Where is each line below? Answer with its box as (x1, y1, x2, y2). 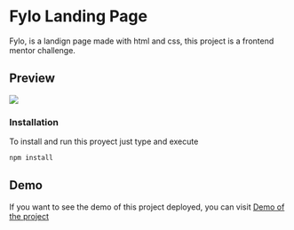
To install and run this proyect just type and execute (9, 136, 199, 147)
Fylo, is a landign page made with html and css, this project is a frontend (9, 36, 274, 46)
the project (9, 210, 50, 221)
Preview (9, 71, 56, 86)
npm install (9, 154, 53, 163)
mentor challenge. (9, 44, 75, 55)
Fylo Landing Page (9, 6, 148, 27)
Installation (9, 115, 60, 128)
